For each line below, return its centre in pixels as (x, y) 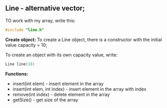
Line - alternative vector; (45, 8)
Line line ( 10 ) (20, 64)
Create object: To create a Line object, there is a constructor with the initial (83, 40)
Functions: (17, 74)
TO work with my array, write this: (40, 20)
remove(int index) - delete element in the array (61, 94)
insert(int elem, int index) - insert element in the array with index (79, 89)
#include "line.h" (25, 30)
